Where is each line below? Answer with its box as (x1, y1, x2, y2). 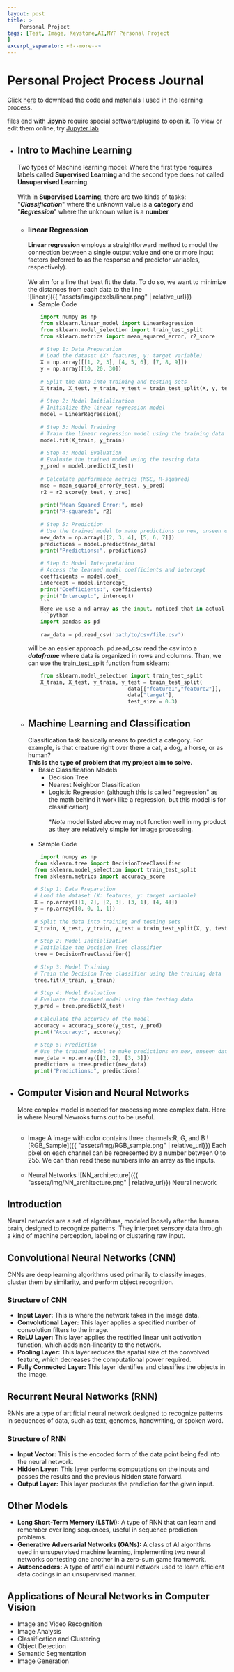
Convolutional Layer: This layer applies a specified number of (17, 1318, 196, 1327)
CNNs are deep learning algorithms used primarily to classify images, (7, 1271, 207, 1279)
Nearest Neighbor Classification (48, 780, 141, 789)
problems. (17, 1533, 47, 1542)
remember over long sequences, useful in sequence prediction (17, 1525, 198, 1534)
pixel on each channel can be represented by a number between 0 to (27, 1149, 226, 1157)
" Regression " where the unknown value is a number (17, 207, 169, 216)
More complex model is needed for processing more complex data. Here (17, 1105, 226, 1114)
